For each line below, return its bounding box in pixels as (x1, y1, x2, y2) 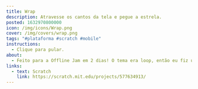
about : (6, 52, 22, 58)
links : (6, 63, 22, 69)
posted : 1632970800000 (6, 19, 62, 25)
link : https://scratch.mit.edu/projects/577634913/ (16, 74, 146, 80)
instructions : (6, 42, 41, 47)
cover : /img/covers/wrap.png (6, 30, 78, 36)
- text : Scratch (11, 69, 51, 74)
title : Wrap (6, 8, 35, 15)
